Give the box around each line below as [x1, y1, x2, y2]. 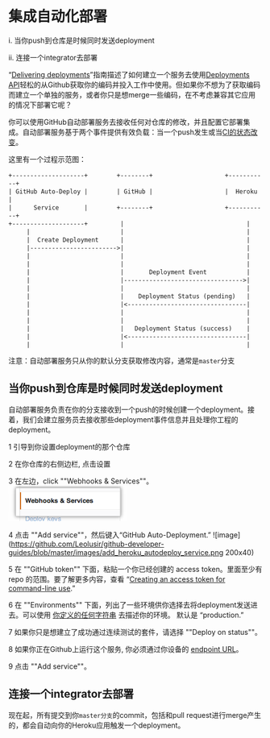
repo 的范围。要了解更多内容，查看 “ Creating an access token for [8, 574, 226, 584]
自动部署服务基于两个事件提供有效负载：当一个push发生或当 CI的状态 [22, 126, 251, 137]
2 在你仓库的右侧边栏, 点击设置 [8, 458, 111, 468]
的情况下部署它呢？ [8, 100, 73, 110]
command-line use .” [8, 583, 76, 593]
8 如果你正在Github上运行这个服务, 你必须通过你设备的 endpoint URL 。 [8, 644, 243, 653]
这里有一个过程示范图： [8, 154, 86, 164]
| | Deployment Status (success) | [26, 324, 251, 333]
